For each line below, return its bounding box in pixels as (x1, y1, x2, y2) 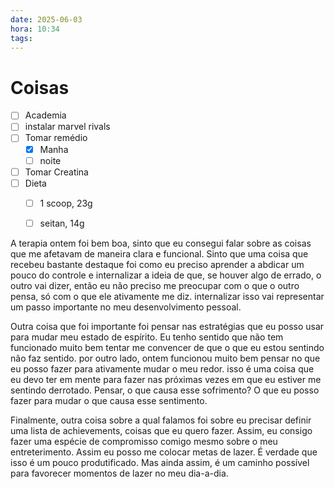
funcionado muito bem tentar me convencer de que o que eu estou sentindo (10, 341, 325, 353)
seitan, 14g (39, 217, 85, 229)
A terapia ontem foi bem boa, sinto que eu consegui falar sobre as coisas (10, 237, 312, 249)
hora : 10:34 (10, 24, 60, 34)
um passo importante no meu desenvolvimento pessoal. (10, 301, 242, 313)
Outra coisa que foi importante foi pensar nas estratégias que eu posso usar (10, 320, 325, 332)
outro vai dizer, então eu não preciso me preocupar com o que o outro (10, 279, 300, 291)
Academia (24, 109, 67, 121)
